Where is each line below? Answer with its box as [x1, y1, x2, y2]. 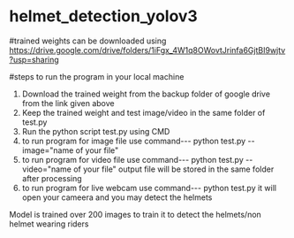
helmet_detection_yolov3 [9, 6, 199, 27]
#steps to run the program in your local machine [9, 71, 185, 81]
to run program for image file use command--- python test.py [21, 135, 246, 146]
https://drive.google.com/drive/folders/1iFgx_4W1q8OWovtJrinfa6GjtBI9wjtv [9, 44, 286, 55]
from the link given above [21, 97, 115, 108]
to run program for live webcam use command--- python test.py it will [21, 182, 276, 193]
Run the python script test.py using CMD [21, 126, 170, 136]
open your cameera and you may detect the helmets [21, 192, 213, 203]
